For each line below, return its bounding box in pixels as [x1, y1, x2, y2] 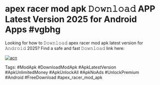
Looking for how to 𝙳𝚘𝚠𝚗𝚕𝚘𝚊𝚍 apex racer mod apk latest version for [5, 40, 144, 46]
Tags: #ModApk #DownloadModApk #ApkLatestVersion [5, 64, 116, 70]
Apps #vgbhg [5, 24, 61, 35]
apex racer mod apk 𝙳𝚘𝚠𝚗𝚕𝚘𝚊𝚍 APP [5, 3, 156, 14]
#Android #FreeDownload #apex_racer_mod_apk [5, 74, 102, 80]
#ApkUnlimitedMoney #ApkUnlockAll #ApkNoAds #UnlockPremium [5, 69, 139, 75]
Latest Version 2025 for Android [5, 14, 137, 25]
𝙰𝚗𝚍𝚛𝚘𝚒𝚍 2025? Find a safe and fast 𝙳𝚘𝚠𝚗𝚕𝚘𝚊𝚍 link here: [5, 45, 125, 51]
